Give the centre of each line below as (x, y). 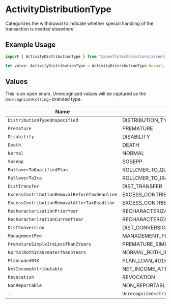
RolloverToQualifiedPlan (38, 170)
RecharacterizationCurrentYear (46, 219)
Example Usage (31, 45)
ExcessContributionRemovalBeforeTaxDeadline (63, 195)
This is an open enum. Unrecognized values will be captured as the (76, 94)
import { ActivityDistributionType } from (51, 56)
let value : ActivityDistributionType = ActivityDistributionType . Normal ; (85, 66)
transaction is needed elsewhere (39, 28)
